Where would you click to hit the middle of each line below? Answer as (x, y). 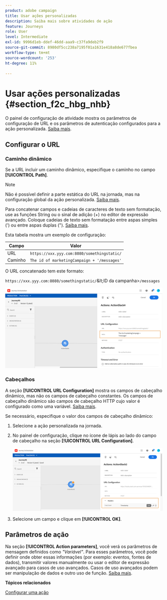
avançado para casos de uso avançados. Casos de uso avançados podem (82, 568)
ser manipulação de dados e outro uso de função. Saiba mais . (69, 573)
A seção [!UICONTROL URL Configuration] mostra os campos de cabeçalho (84, 390)
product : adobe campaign (31, 10)
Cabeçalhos (20, 379)
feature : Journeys (24, 26)
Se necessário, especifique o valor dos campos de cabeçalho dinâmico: (79, 416)
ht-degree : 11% (21, 63)
